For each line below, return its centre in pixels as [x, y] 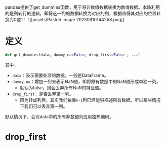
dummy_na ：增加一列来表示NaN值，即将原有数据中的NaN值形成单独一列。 [86, 81]
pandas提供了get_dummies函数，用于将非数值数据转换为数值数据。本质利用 [83, 7]
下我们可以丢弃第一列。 [43, 106]
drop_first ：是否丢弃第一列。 [43, 94]
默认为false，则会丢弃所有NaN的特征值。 [62, 87]
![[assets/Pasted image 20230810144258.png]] [76, 19]
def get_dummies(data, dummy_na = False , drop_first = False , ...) [73, 55]
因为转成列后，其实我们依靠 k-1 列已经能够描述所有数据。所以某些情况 [90, 100]
